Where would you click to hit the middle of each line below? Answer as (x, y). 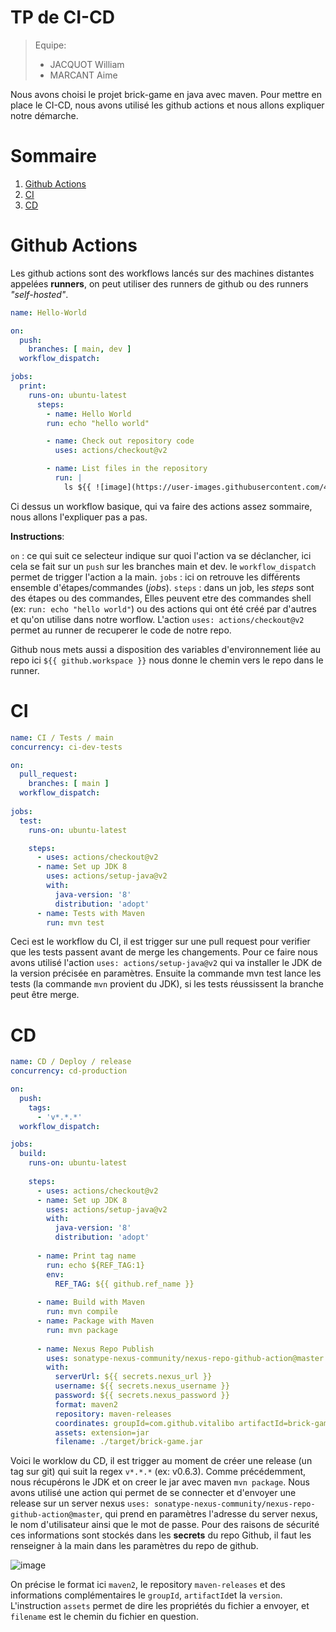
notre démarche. (44, 115)
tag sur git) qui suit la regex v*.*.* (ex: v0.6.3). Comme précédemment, (158, 1472)
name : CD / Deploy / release (71, 1062)
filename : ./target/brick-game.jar (128, 1442)
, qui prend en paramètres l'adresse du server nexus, (208, 1514)
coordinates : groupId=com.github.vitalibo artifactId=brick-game (193, 1423)
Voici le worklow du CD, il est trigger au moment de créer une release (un (161, 1461)
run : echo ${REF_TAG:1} (95, 1265)
